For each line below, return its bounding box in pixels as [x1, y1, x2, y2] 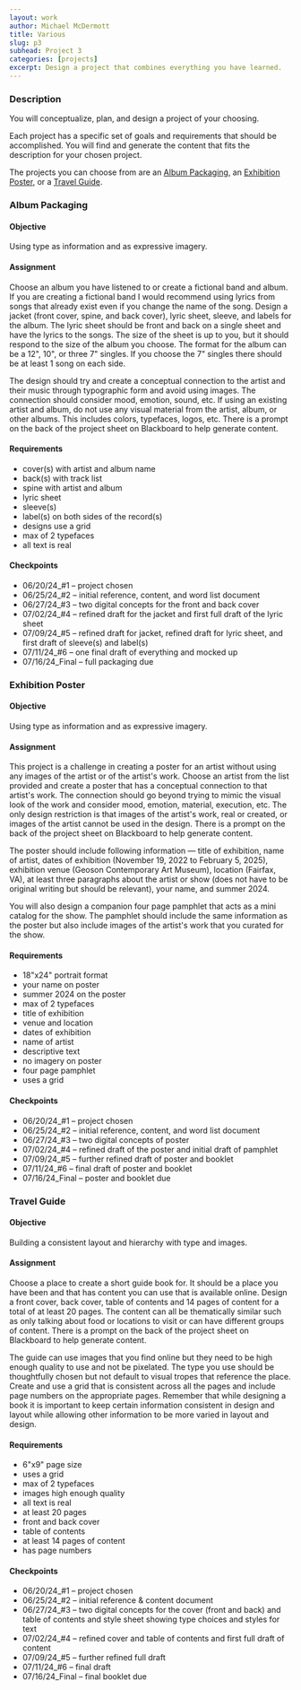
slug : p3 [9, 38, 42, 48]
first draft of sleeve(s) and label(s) [21, 637, 149, 648]
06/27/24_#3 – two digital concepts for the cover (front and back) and [21, 1605, 281, 1616]
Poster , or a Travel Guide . [9, 177, 103, 187]
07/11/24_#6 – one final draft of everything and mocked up [21, 647, 238, 658]
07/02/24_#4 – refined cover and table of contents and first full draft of [21, 1633, 285, 1644]
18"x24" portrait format [21, 970, 108, 980]
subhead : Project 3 [9, 47, 82, 56]
